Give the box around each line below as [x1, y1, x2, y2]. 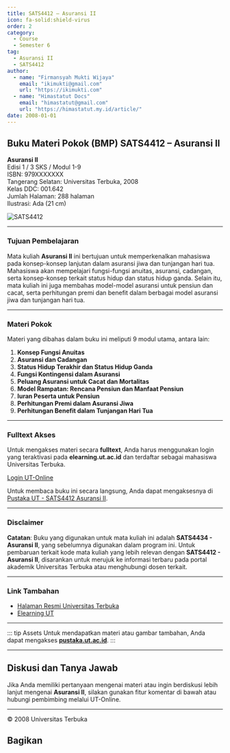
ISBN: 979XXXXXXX [7, 170, 64, 178]
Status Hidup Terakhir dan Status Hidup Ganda [16, 363, 153, 371]
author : [7, 67, 29, 74]
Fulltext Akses [7, 430, 56, 439]
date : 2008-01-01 [7, 112, 57, 119]
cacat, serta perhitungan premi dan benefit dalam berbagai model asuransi [7, 288, 218, 297]
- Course [13, 36, 38, 43]
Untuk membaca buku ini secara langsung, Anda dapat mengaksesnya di [7, 487, 214, 495]
